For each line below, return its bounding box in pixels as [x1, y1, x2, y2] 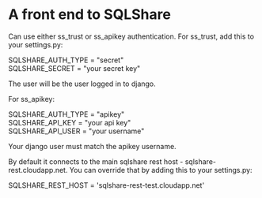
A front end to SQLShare [8, 6, 172, 24]
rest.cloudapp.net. [8, 165, 68, 174]
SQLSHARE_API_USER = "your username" [8, 126, 145, 136]
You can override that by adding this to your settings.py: [69, 165, 253, 174]
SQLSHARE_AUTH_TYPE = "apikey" [8, 109, 125, 119]
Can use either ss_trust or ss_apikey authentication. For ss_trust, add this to [8, 32, 255, 41]
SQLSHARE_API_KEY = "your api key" [8, 118, 131, 127]
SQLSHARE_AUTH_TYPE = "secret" [8, 55, 124, 65]
